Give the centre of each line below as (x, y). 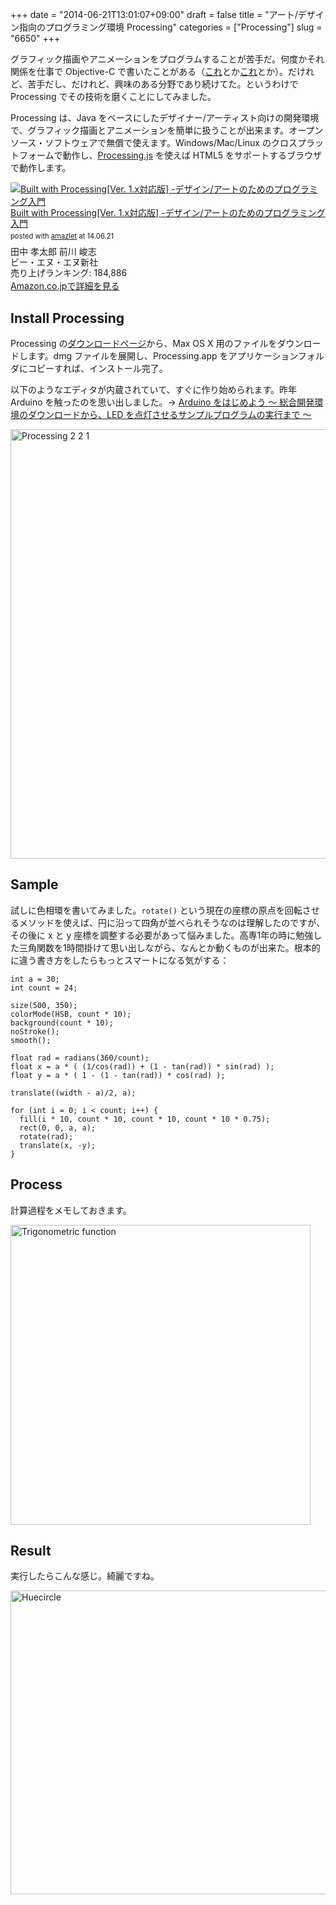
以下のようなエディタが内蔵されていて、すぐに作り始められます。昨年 (154, 390)
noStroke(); (35, 1031)
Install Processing (67, 318)
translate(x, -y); (58, 1145)
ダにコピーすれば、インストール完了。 (89, 369)
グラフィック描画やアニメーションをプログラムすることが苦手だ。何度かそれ (167, 59)
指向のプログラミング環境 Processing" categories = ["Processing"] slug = (170, 27)
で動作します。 (41, 167)
